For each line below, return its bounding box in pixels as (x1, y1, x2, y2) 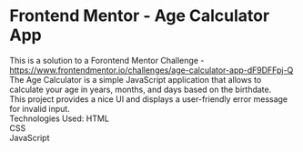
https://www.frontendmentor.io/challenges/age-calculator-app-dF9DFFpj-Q (9, 65, 294, 76)
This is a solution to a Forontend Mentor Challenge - (9, 55, 205, 66)
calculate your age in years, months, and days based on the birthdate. (9, 84, 272, 95)
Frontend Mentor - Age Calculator (9, 5, 270, 26)
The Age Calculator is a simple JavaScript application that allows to (9, 74, 262, 85)
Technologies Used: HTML (9, 113, 109, 124)
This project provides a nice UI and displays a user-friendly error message (9, 93, 288, 105)
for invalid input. (9, 103, 70, 114)
